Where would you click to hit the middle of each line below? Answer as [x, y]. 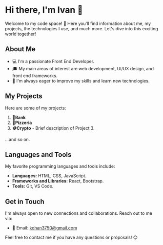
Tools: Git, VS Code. [33, 186]
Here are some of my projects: [36, 108]
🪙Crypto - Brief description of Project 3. [53, 128]
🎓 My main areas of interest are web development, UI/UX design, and [83, 68]
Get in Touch [25, 201]
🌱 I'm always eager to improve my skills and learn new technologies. [81, 81]
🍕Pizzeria [22, 122]
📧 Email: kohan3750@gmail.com [44, 228]
